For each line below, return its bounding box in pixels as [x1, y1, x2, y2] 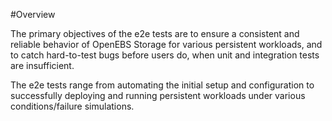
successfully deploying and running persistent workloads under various [10, 90, 306, 101]
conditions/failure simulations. [10, 100, 135, 112]
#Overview [10, 9, 56, 20]
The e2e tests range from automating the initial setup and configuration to [10, 79, 315, 91]
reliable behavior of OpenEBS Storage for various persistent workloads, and [10, 39, 323, 50]
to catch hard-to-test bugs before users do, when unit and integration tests [10, 49, 320, 61]
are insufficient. [10, 60, 75, 71]
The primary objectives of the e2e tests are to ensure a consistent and [10, 28, 300, 39]
